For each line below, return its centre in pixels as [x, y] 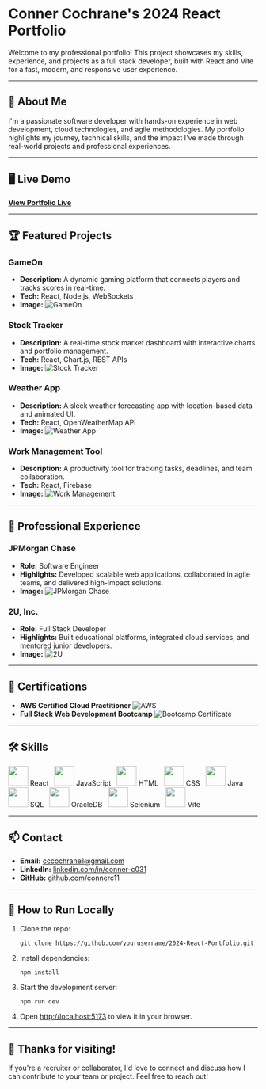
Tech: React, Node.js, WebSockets [76, 296]
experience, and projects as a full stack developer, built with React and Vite [131, 61]
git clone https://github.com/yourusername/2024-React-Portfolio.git [137, 943]
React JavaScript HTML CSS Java [137, 783]
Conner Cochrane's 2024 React [114, 14]
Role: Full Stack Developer [63, 629]
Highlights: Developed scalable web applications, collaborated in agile [135, 574]
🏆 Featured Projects [60, 236]
